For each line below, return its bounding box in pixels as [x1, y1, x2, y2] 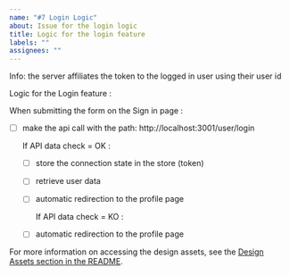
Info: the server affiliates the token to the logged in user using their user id [9, 71, 282, 81]
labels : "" [9, 37, 50, 47]
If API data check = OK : [21, 140, 112, 152]
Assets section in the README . [9, 256, 123, 267]
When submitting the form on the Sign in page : [9, 105, 184, 116]
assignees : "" [9, 46, 62, 55]
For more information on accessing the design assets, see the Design [9, 246, 265, 257]
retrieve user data [35, 176, 101, 187]
